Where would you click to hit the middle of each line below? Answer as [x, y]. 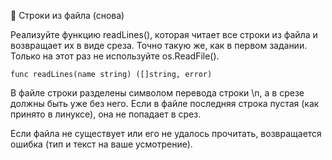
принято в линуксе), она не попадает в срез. [106, 114]
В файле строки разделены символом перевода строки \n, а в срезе [157, 93]
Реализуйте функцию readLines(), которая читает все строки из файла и [164, 34]
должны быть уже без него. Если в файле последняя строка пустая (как [165, 103]
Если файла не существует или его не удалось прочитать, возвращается [166, 133]
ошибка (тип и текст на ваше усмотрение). [101, 144]
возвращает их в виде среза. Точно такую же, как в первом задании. [159, 45]
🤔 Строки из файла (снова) [67, 15]
